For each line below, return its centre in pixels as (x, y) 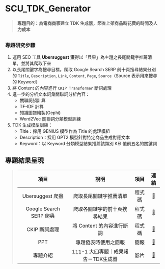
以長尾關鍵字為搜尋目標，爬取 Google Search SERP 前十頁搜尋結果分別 (84, 69)
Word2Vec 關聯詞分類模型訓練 (50, 118)
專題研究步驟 (20, 45)
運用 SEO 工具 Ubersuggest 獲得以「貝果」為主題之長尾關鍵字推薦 (80, 57)
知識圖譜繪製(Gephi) (40, 113)
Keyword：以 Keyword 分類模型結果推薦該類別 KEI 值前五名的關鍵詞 (88, 143)
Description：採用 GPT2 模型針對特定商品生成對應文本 (75, 137)
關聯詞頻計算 (32, 100)
